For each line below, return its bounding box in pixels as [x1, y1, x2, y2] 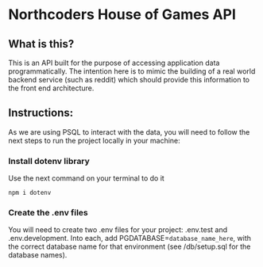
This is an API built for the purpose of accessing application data [8, 58, 220, 67]
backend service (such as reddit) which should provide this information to [8, 75, 250, 84]
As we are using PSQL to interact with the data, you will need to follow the [8, 127, 250, 136]
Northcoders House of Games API [8, 6, 237, 24]
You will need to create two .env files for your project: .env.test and [8, 225, 228, 235]
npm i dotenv [8, 189, 52, 197]
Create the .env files [8, 208, 89, 219]
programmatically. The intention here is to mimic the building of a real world [8, 67, 256, 76]
